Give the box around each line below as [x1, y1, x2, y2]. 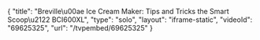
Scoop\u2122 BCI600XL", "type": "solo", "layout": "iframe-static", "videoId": [7, 15, 253, 24]
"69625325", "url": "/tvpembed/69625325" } [7, 24, 153, 32]
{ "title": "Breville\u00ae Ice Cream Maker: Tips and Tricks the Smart [7, 7, 229, 16]
